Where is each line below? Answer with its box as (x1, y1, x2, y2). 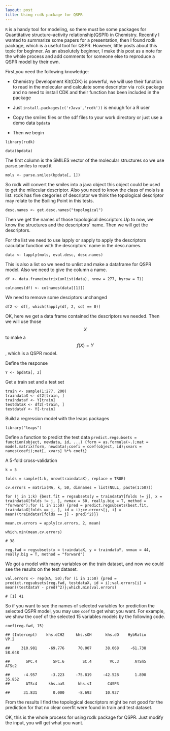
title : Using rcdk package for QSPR (5, 12, 83, 17)
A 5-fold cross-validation (5, 457, 57, 463)
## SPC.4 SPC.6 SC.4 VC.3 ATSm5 (5, 659, 146, 664)
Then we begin (12, 129, 44, 135)
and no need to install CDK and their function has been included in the (12, 89, 160, 95)
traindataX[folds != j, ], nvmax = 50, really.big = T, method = (5, 498, 146, 504)
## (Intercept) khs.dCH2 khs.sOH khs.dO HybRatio (5, 632, 146, 637)
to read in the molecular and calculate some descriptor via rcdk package (12, 83, 164, 90)
